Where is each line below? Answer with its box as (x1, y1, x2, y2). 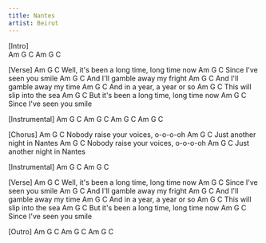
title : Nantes (8, 11, 56, 20)
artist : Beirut (8, 19, 59, 27)
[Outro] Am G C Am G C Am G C (8, 226, 114, 236)
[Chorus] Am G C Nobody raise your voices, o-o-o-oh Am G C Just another (8, 129, 256, 139)
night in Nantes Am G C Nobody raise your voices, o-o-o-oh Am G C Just (8, 138, 250, 147)
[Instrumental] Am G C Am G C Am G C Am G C (8, 114, 164, 123)
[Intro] (8, 41, 30, 50)
